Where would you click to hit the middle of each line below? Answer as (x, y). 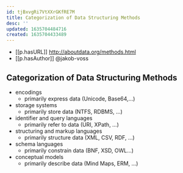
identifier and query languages (54, 118)
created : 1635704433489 (37, 35)
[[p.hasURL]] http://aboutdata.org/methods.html (75, 52)
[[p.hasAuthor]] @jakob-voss (52, 58)
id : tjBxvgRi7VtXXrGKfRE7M (41, 12)
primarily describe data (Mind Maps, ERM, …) (81, 163)
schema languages (39, 144)
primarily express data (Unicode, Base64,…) (80, 99)
